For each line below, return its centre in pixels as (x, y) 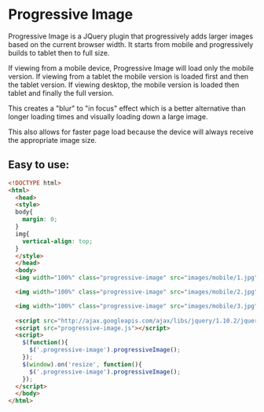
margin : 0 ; (40, 220)
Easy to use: (39, 165)
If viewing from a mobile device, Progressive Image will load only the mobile (131, 67)
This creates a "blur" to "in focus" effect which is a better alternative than (127, 108)
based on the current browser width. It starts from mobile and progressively (131, 44)
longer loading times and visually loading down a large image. (108, 116)
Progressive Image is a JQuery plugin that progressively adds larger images (131, 36)
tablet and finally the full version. (61, 93)
